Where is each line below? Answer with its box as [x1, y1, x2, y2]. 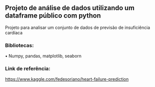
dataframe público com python [5, 12, 101, 20]
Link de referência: [5, 65, 51, 72]
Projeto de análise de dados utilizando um [5, 4, 135, 12]
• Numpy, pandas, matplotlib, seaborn [5, 53, 82, 59]
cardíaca [5, 29, 23, 36]
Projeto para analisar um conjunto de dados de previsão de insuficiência [5, 24, 150, 30]
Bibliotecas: [5, 42, 34, 48]
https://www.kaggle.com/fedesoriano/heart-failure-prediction [5, 76, 129, 82]
